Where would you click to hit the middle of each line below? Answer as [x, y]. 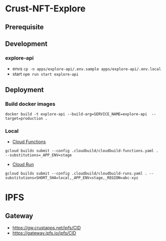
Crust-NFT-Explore [45, 9]
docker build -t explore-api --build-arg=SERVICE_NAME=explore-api [76, 114]
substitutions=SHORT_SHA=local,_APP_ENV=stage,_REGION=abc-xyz [72, 178]
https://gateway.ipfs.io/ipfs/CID [44, 233]
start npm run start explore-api [45, 74]
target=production [24, 118]
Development [27, 43]
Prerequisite [25, 27]
